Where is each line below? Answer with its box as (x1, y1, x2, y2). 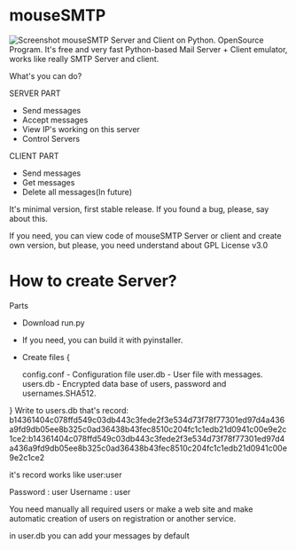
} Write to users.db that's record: (9, 405, 129, 415)
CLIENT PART (9, 150, 59, 161)
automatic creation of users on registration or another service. (9, 513, 237, 523)
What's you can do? (9, 70, 82, 81)
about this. (9, 213, 49, 224)
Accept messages (21, 114, 89, 125)
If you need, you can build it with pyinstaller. (21, 334, 183, 345)
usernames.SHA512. (21, 388, 97, 398)
